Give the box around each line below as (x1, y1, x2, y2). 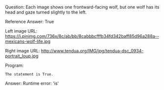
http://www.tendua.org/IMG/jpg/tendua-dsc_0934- (41, 48, 144, 54)
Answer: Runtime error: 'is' (5, 80, 59, 86)
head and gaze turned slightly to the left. (5, 9, 87, 15)
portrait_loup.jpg (5, 53, 39, 59)
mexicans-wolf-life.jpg (5, 38, 50, 44)
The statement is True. (5, 72, 54, 77)
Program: (5, 63, 24, 68)
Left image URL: (5, 28, 38, 34)
